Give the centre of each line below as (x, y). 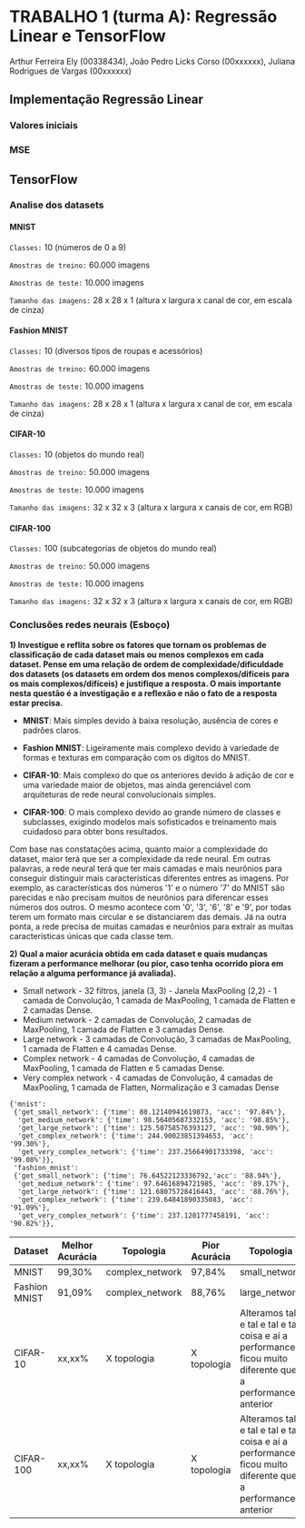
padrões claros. (52, 730)
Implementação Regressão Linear (107, 100)
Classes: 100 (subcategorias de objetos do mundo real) (113, 549)
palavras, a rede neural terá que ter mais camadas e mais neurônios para (146, 868)
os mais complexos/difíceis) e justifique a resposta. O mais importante (145, 683)
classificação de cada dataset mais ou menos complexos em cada (137, 654)
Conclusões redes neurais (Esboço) (90, 625)
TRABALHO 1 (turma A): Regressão (143, 17)
